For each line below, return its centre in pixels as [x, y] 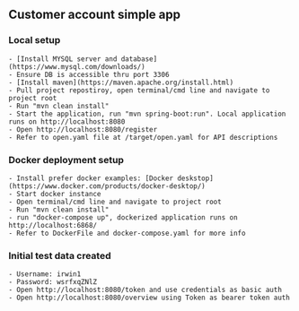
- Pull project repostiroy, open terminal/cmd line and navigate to [139, 90]
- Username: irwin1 [45, 274]
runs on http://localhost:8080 [67, 121]
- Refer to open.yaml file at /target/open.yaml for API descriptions [143, 137]
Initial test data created [60, 255]
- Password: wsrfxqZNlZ [53, 282]
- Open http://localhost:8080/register [83, 129]
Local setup [35, 40]
